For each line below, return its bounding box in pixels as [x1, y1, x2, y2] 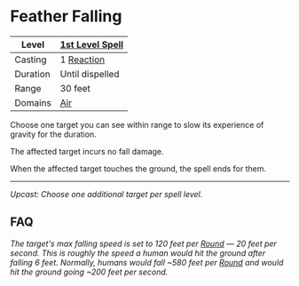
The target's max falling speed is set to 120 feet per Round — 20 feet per [10, 238, 278, 249]
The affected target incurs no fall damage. [10, 146, 164, 156]
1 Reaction [59, 53, 106, 66]
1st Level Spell [59, 38, 123, 51]
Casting [14, 53, 47, 66]
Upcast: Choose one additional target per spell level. [10, 188, 203, 199]
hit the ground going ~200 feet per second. [10, 266, 169, 277]
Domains [14, 96, 51, 108]
